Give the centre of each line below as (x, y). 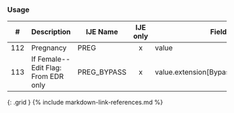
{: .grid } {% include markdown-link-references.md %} (85, 103)
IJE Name (102, 32)
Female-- (54, 59)
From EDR (47, 76)
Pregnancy (49, 48)
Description (51, 32)
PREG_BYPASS (102, 72)
